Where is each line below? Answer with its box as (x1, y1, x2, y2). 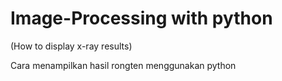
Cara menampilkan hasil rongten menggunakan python (10, 59, 237, 71)
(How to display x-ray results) (10, 40, 133, 52)
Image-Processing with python (10, 7, 273, 30)
